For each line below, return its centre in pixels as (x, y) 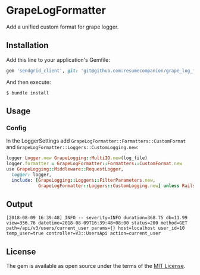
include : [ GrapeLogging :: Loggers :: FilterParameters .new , (84, 180)
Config (16, 128)
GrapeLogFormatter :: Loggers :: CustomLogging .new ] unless (109, 186)
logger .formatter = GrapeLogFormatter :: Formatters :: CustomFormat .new (94, 164)
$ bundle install (28, 93)
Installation (27, 45)
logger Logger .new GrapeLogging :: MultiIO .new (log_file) (77, 158)
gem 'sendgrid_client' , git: (42, 71)
